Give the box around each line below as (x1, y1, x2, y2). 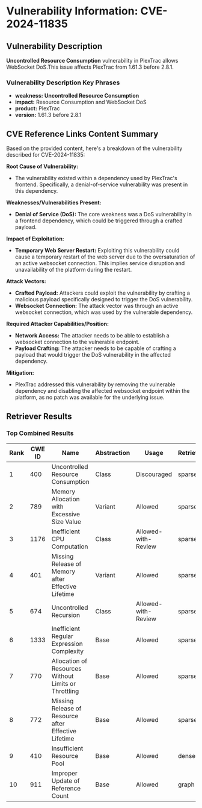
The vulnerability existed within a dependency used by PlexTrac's (14, 175, 177, 182)
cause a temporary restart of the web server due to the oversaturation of (14, 253, 195, 260)
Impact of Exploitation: (6, 235, 64, 242)
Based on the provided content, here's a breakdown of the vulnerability (6, 145, 183, 152)
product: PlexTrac (14, 105, 60, 112)
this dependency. (14, 187, 58, 195)
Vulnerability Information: (6, 4, 138, 18)
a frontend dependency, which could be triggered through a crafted (14, 217, 183, 224)
